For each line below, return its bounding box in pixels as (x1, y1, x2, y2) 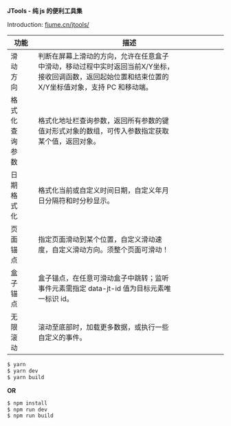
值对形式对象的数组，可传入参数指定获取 (37, 127, 169, 136)
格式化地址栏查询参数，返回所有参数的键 (37, 116, 169, 125)
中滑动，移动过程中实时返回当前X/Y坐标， (37, 62, 174, 71)
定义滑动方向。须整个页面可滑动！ (58, 245, 169, 254)
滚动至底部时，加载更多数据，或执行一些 (37, 323, 169, 332)
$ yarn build (7, 374, 45, 381)
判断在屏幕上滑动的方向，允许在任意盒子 (37, 52, 169, 61)
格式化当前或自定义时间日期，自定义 (37, 186, 155, 195)
